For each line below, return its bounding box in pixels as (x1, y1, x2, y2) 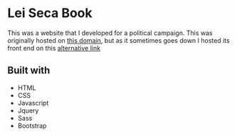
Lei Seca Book (7, 5, 93, 21)
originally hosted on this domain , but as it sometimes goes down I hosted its (7, 36, 230, 44)
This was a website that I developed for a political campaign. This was (7, 29, 213, 37)
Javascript (17, 98, 49, 107)
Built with (7, 64, 51, 76)
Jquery (17, 106, 39, 115)
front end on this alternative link (7, 44, 101, 52)
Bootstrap (17, 121, 47, 130)
